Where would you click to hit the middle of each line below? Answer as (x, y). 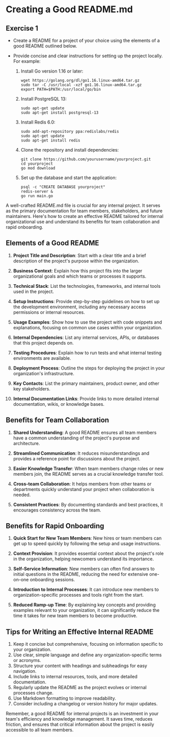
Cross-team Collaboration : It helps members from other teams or (82, 484)
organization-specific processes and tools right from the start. (78, 595)
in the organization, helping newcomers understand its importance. (83, 559)
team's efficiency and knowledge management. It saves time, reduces (79, 719)
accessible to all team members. (40, 730)
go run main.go (37, 196)
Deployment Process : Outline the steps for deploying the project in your (89, 368)
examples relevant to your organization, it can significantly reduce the (86, 610)
